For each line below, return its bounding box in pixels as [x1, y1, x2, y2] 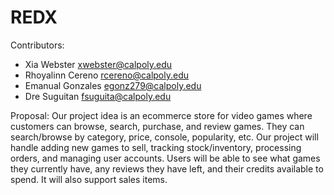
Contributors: [10, 39, 65, 51]
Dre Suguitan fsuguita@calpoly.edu [24, 90, 172, 102]
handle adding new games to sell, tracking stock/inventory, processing [10, 141, 302, 153]
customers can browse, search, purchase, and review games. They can [10, 120, 305, 132]
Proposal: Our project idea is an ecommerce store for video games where [10, 109, 313, 121]
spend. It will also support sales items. [10, 173, 168, 185]
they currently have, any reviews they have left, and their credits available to [10, 162, 324, 175]
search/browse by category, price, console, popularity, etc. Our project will [10, 131, 319, 143]
